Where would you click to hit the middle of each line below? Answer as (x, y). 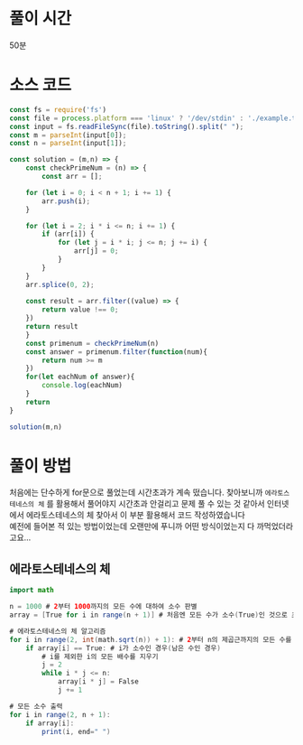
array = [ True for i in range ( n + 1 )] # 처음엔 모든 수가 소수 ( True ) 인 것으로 (149, 615)
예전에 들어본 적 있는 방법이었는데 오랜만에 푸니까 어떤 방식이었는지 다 (132, 526)
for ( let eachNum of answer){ (80, 377)
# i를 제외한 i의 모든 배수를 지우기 (100, 657)
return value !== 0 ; (80, 310)
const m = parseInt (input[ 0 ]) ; (68, 135)
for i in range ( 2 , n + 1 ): (60, 714)
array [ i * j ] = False (98, 682)
